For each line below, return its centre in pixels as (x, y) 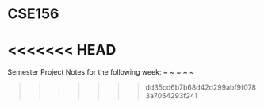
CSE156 (33, 14)
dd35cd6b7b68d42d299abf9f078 (201, 87)
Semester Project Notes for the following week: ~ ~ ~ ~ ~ (101, 72)
